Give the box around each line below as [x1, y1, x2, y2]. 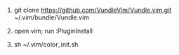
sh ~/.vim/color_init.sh [13, 40, 79, 48]
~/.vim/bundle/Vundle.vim [13, 13, 90, 22]
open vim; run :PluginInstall [13, 27, 93, 35]
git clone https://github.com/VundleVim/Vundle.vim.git [13, 6, 172, 14]
